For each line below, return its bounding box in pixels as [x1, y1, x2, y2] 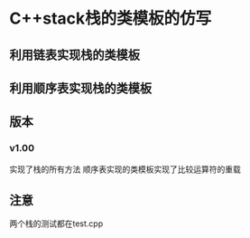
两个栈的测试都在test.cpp [9, 218, 104, 229]
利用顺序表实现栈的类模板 [9, 81, 152, 96]
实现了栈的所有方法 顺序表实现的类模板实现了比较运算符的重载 [9, 164, 241, 175]
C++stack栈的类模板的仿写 [9, 8, 212, 29]
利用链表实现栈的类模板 [9, 47, 140, 62]
